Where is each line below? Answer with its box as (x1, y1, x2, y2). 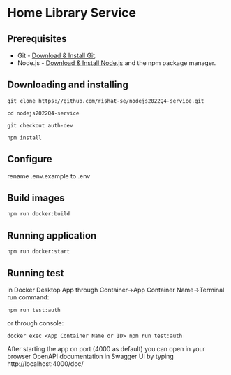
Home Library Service (7, 5, 137, 21)
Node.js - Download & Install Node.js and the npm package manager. (17, 59, 216, 67)
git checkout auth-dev (7, 122, 73, 129)
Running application (7, 229, 97, 241)
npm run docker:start (7, 248, 70, 255)
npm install (7, 134, 42, 141)
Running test (7, 267, 64, 279)
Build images (7, 192, 65, 204)
